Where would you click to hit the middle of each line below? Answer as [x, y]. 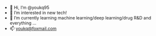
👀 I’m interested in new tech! [38, 13]
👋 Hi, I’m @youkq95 [29, 8]
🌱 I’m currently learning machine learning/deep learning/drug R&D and [80, 18]
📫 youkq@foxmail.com [33, 28]
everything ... [23, 23]
